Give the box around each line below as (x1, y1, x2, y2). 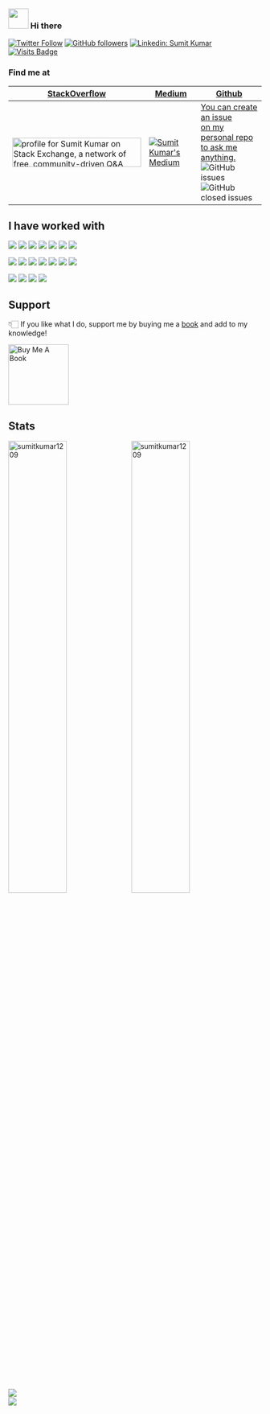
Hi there (30, 20, 63, 31)
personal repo (200, 131, 254, 142)
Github (215, 88, 243, 99)
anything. (200, 151, 236, 162)
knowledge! (8, 328, 47, 338)
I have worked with (8, 219, 105, 232)
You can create (200, 101, 258, 113)
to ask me (200, 142, 238, 153)
